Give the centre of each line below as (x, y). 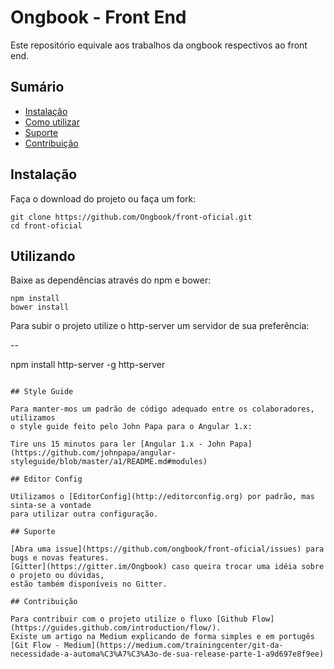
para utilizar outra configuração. (84, 514)
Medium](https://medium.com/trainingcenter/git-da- (173, 646)
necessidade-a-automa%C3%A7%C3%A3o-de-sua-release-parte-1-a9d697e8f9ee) (167, 654)
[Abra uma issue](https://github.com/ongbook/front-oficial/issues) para (167, 549)
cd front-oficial (46, 226)
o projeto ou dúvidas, (57, 576)
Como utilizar (52, 122)
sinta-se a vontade (51, 506)
